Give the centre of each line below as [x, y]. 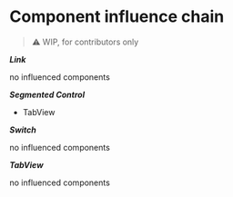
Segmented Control [47, 94]
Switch [23, 130]
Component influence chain [117, 17]
